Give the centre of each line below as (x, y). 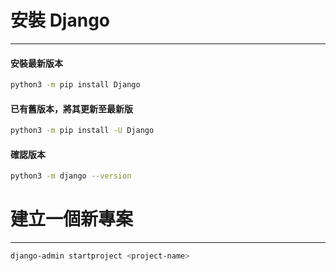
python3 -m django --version (71, 176)
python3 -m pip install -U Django (82, 131)
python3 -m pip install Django (75, 85)
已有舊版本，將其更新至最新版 (71, 108)
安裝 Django (60, 20)
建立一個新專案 (72, 219)
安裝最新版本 (36, 63)
